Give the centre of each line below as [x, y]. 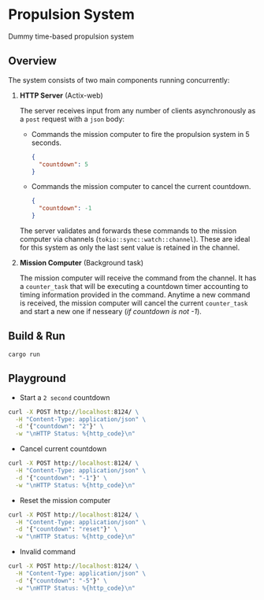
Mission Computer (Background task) [82, 263]
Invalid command [48, 552]
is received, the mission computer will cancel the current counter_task [134, 303]
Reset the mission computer [65, 500]
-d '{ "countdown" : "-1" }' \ [61, 478]
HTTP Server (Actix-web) [61, 95]
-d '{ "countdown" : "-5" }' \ [61, 580]
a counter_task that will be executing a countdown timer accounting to [134, 286]
